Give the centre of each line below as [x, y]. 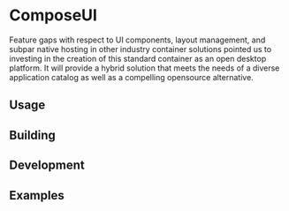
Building [32, 135]
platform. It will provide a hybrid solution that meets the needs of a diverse [144, 68]
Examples [37, 195]
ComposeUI [53, 15]
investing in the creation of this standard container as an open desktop [138, 58]
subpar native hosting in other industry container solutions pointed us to [141, 49]
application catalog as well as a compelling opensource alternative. [131, 77]
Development [47, 166]
